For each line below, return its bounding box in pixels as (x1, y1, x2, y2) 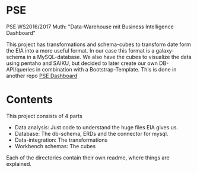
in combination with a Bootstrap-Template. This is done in (36, 66, 177, 73)
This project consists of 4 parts (6, 112, 83, 119)
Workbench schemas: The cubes (14, 142, 96, 149)
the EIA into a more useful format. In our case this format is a (6, 47, 155, 54)
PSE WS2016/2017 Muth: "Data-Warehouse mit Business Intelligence (6, 23, 174, 30)
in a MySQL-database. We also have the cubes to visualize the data (26, 53, 192, 60)
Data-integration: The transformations (14, 136, 108, 143)
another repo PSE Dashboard (6, 72, 78, 79)
